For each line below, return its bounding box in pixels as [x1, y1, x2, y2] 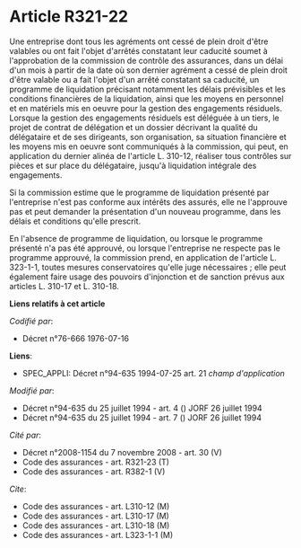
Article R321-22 [9, 6, 129, 27]
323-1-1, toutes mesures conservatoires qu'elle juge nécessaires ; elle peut [9, 261, 287, 272]
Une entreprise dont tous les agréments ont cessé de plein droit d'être [9, 36, 269, 47]
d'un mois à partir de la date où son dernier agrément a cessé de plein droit [9, 65, 288, 75]
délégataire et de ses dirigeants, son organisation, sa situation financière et [9, 131, 287, 142]
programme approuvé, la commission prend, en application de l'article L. [9, 252, 278, 262]
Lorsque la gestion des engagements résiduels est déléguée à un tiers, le [9, 112, 279, 123]
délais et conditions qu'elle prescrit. [9, 216, 142, 226]
